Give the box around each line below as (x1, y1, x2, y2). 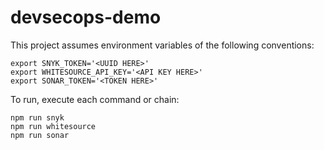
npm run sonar (10, 130, 70, 140)
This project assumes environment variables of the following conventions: (10, 39, 315, 51)
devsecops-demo (10, 6, 162, 29)
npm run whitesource (10, 121, 97, 131)
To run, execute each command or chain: (10, 93, 180, 105)
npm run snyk (10, 112, 65, 123)
